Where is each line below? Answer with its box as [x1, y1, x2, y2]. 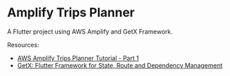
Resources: [7, 40, 39, 49]
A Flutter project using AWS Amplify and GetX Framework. [7, 27, 173, 36]
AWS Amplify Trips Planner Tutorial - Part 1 [17, 53, 140, 62]
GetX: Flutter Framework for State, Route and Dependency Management [17, 61, 223, 69]
